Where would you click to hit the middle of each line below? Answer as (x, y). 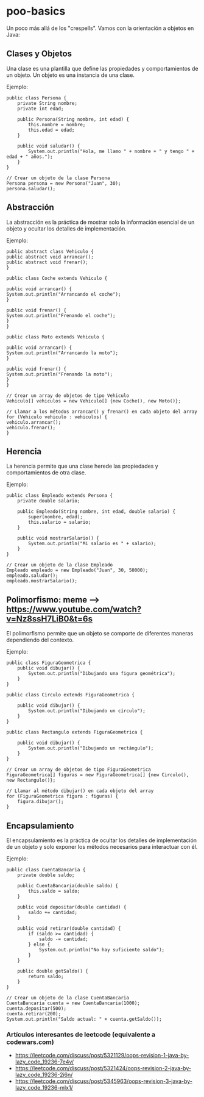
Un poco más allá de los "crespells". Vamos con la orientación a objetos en (100, 28)
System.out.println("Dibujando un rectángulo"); (91, 748)
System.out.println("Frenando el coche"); (61, 315)
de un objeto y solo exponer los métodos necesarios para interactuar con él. (102, 847)
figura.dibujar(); (40, 802)
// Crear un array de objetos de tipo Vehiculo (68, 395)
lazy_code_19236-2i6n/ (44, 1075)
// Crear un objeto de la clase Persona (58, 178)
